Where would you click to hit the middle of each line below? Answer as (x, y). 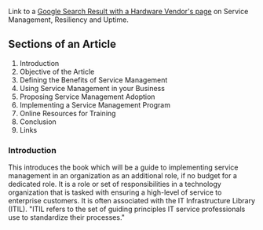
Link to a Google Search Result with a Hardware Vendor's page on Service (128, 11)
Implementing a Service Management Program (95, 104)
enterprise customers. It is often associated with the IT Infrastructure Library (132, 201)
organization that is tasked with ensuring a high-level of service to (115, 192)
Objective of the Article (57, 71)
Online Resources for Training (68, 113)
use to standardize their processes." (67, 217)
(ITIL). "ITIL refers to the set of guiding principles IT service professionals (127, 209)
